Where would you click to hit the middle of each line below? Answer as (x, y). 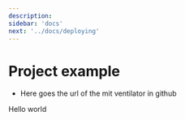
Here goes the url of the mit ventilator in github (98, 93)
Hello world (28, 109)
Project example (64, 71)
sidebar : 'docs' (36, 24)
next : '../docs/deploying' (54, 31)
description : (30, 16)
